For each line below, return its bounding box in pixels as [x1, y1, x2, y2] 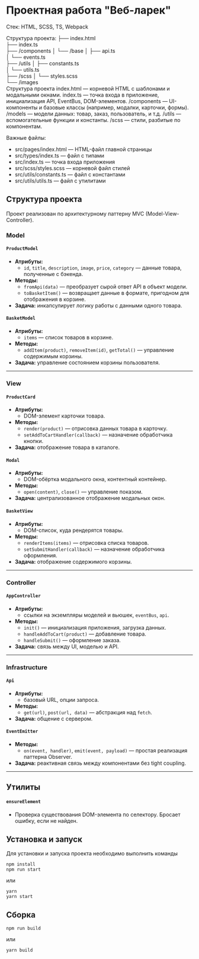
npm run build [6, 925, 41, 932]
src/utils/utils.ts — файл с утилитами [14, 177, 106, 184]
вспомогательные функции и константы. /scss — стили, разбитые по [6, 116, 181, 123]
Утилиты [6, 782, 41, 793]
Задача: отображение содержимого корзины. [14, 558, 132, 565]
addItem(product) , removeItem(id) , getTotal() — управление [23, 347, 175, 354]
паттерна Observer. [23, 753, 72, 761]
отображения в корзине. [23, 296, 86, 303]
